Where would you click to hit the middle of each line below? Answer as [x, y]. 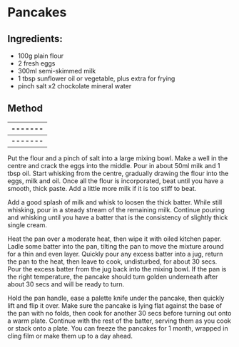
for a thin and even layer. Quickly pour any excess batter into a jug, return [115, 254]
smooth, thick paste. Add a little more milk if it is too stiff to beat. [102, 188]
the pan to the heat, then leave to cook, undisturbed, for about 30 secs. [112, 261]
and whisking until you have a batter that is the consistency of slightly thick [118, 217]
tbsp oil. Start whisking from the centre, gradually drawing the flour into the [118, 173]
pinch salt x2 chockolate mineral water [75, 86]
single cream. [27, 224]
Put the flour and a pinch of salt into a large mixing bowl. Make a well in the [118, 158]
